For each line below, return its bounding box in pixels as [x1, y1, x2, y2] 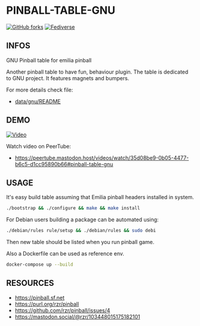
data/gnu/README [14, 98, 61, 105]
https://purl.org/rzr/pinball [14, 300, 79, 307]
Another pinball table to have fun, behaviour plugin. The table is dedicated [6, 68, 189, 75]
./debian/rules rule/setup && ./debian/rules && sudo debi [6, 228, 156, 234]
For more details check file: [6, 86, 73, 93]
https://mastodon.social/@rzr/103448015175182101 [14, 313, 140, 320]
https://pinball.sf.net [14, 294, 64, 301]
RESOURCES [6, 278, 54, 288]
